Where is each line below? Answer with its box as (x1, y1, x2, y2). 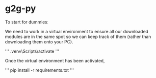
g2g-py (5, 3, 36, 14)
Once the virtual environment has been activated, (5, 58, 105, 63)
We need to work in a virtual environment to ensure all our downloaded (5, 28, 149, 34)
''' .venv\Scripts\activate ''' (5, 48, 60, 54)
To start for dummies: (5, 19, 49, 25)
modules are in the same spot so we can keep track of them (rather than (5, 34, 151, 39)
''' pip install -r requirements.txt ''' (5, 67, 74, 73)
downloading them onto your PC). (5, 39, 74, 44)
